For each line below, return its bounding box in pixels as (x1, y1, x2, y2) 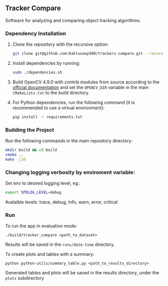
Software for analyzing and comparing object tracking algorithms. (5, 17, 141, 23)
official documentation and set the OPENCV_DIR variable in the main (12, 84, 149, 90)
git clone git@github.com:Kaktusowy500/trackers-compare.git (12, 51, 143, 56)
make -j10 (5, 157, 26, 162)
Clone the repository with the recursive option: (12, 41, 109, 47)
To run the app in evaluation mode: (5, 223, 77, 229)
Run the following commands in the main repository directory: (5, 138, 133, 144)
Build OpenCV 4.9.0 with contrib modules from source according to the (12, 79, 159, 85)
